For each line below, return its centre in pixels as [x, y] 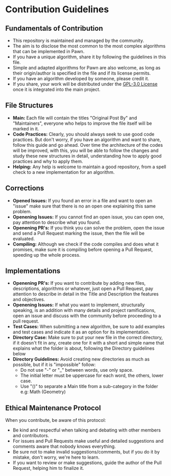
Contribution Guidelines [57, 9]
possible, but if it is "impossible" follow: [54, 365]
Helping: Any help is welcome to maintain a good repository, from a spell [89, 167]
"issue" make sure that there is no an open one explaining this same [84, 206]
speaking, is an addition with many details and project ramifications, [84, 310]
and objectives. [29, 300]
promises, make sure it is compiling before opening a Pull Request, [83, 250]
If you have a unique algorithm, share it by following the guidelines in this [89, 57]
